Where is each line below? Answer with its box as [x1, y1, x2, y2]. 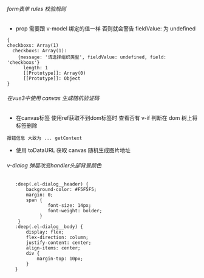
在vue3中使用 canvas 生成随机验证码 [7, 94, 100, 102]
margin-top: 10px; [36, 255, 84, 262]
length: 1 [22, 65, 48, 71]
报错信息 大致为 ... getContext [7, 135, 83, 142]
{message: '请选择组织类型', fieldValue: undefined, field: [18, 54, 166, 60]
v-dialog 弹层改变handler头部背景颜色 [7, 162, 102, 169]
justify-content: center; [25, 240, 92, 246]
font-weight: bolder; [47, 207, 103, 214]
